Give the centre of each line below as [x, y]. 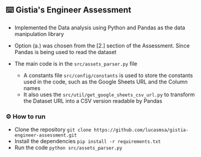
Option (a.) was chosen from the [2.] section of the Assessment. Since [102, 45]
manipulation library [39, 34]
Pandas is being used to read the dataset [65, 52]
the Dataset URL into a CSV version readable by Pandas [93, 100]
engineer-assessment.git [46, 135]
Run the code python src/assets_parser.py [68, 148]
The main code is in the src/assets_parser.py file [76, 63]
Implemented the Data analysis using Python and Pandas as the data [100, 27]
